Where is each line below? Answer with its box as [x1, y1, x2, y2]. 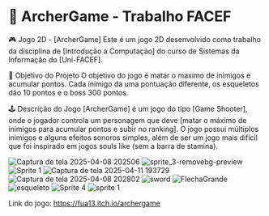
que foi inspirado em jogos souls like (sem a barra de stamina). [8, 141, 219, 150]
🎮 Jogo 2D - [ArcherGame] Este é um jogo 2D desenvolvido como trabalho [8, 34, 262, 44]
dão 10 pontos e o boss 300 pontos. [8, 87, 129, 97]
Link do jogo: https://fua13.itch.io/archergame [8, 198, 160, 208]
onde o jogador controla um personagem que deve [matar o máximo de [8, 115, 247, 125]
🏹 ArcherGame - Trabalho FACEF [8, 7, 232, 26]
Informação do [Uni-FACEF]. [8, 54, 103, 64]
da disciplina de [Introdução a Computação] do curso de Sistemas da [8, 46, 240, 56]
